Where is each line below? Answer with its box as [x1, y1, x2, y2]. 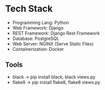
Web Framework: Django [12, 24, 64, 30]
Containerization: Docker [12, 46, 64, 52]
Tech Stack [5, 3, 53, 14]
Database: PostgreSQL [12, 35, 59, 41]
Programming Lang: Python [12, 19, 69, 25]
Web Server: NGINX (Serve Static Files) [12, 40, 94, 46]
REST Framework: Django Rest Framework [12, 30, 100, 36]
